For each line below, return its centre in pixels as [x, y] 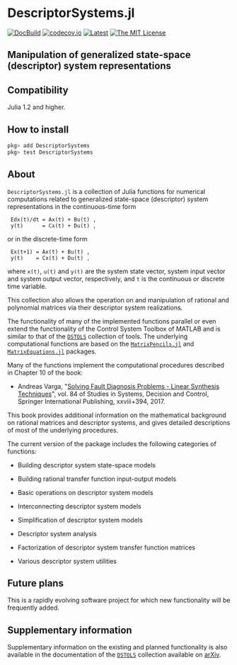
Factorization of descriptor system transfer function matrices [106, 547]
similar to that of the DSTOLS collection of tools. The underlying [98, 336]
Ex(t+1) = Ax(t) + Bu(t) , [50, 252]
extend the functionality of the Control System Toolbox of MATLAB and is [114, 329]
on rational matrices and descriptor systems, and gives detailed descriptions [119, 422]
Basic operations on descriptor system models [85, 492]
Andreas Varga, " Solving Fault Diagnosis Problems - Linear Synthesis [118, 386]
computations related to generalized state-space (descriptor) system [108, 199]
